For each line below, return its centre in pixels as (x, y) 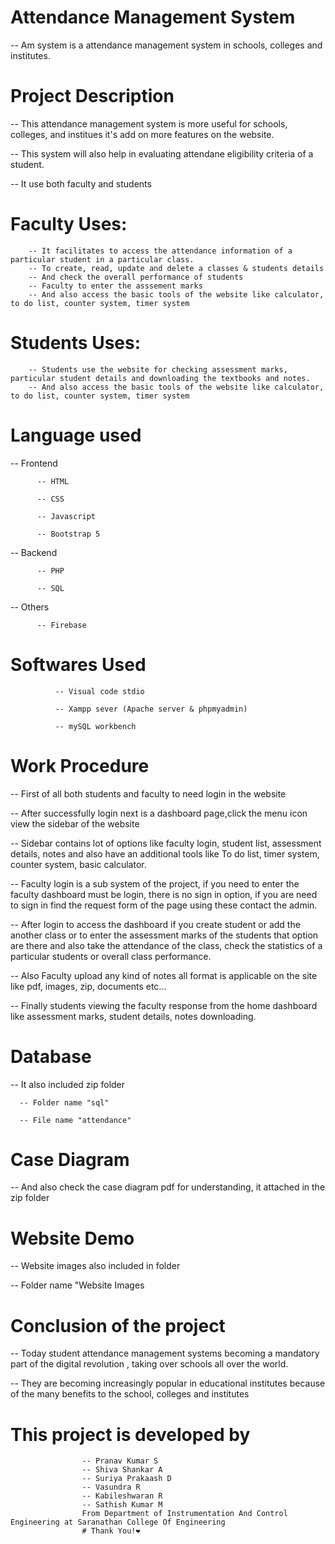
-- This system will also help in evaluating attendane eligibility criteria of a (162, 153)
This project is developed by (130, 1434)
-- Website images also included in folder (95, 1266)
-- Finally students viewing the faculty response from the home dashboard (164, 1005)
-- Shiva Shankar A (122, 1470)
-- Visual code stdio (99, 691)
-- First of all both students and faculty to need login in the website (148, 793)
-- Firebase (61, 625)
